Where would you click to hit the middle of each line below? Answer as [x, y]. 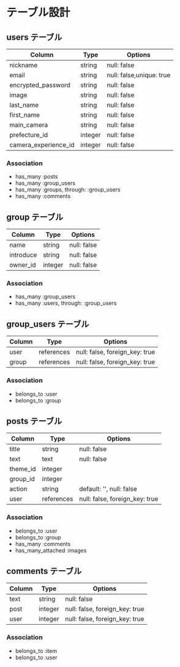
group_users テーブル [48, 324]
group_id [22, 479]
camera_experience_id [42, 145]
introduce [23, 255]
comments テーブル [44, 571]
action [18, 489]
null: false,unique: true [139, 75]
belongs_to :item [36, 650]
